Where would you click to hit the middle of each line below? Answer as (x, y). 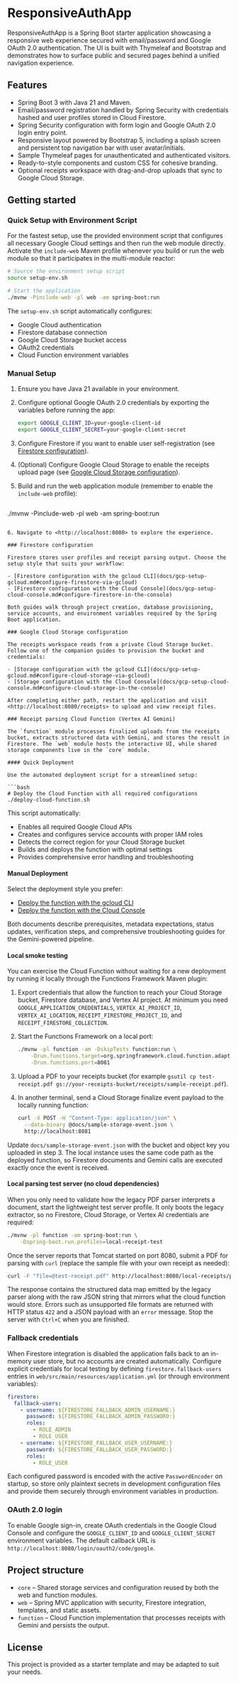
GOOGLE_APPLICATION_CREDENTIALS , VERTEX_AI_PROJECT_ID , (100, 1008)
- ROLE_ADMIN (52, 1430)
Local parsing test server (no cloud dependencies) (83, 1184)
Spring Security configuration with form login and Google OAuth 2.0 (117, 125)
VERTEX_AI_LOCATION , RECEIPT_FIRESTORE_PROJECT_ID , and (100, 1015)
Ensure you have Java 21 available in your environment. (98, 389)
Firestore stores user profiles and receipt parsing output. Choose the (117, 557)
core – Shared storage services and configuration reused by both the (118, 1587)
